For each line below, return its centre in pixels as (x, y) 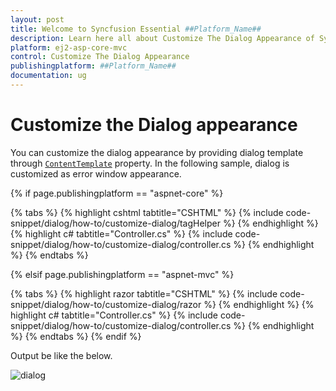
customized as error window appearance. (96, 173)
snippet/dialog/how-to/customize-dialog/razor (106, 304)
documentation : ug (48, 76)
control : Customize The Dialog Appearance (100, 57)
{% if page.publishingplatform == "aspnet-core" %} (117, 193)
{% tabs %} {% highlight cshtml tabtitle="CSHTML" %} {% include (147, 212)
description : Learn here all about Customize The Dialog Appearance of (162, 38)
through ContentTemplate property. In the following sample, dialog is (150, 163)
